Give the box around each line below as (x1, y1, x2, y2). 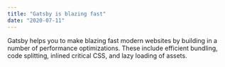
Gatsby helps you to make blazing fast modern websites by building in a (7, 36, 218, 44)
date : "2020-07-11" (7, 17, 65, 24)
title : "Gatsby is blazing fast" (7, 10, 106, 18)
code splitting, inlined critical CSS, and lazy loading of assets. (7, 51, 187, 60)
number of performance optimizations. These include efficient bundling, (7, 44, 218, 52)
